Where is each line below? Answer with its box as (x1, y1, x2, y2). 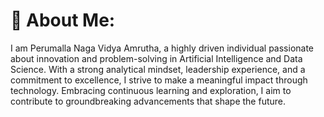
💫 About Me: (10, 9, 116, 32)
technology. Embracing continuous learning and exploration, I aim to (10, 84, 292, 96)
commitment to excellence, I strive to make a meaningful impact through (10, 74, 308, 86)
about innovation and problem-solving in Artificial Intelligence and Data (10, 52, 303, 64)
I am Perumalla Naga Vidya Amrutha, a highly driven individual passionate (10, 42, 315, 54)
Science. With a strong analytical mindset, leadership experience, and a (10, 63, 306, 75)
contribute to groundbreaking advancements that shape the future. (10, 95, 287, 107)
